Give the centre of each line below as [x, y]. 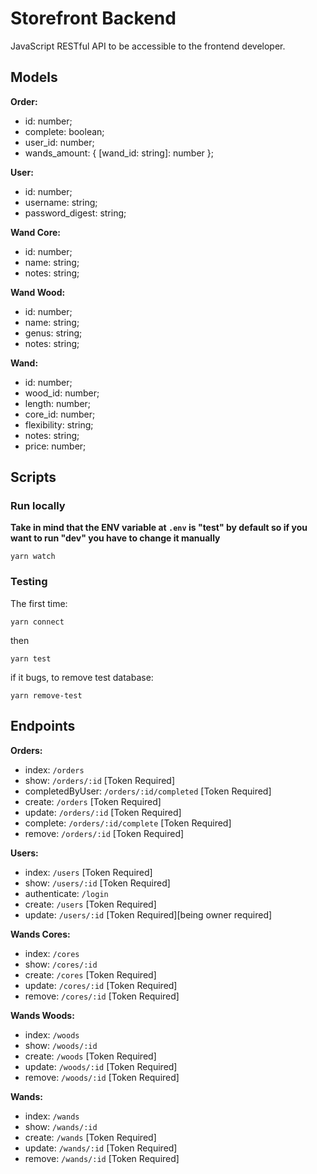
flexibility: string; [59, 424]
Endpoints [43, 726]
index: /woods [52, 1034]
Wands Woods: [42, 1015]
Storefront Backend [93, 18]
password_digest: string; [75, 213]
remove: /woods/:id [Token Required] [102, 1077]
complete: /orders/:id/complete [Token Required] [128, 823]
